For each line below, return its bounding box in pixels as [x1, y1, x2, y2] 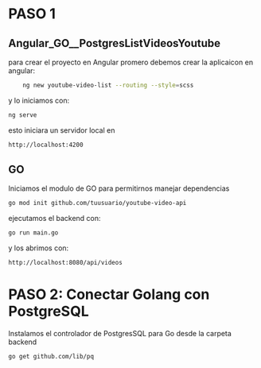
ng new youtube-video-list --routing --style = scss [22, 81, 194, 89]
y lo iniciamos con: [8, 95, 70, 105]
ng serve [8, 110, 37, 119]
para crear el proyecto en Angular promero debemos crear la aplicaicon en [8, 57, 253, 67]
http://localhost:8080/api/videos [8, 259, 123, 267]
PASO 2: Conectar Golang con [8, 285, 210, 304]
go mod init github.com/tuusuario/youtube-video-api [8, 199, 187, 207]
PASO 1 [8, 5, 56, 23]
